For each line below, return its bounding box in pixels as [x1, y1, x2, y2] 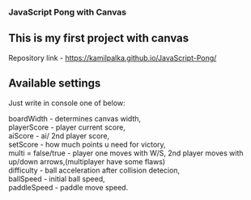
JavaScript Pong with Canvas [8, 6, 127, 18]
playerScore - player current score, [8, 122, 125, 132]
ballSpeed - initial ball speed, [8, 173, 105, 184]
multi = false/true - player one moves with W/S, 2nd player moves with [8, 148, 244, 158]
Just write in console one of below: [8, 98, 125, 108]
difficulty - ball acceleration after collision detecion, [8, 165, 181, 175]
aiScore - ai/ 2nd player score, [8, 130, 110, 140]
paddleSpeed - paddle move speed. [8, 182, 129, 192]
